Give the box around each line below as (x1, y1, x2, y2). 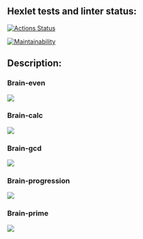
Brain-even (7, 78, 46, 88)
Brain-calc (7, 111, 44, 121)
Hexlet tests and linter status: (7, 6, 137, 17)
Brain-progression (7, 176, 70, 186)
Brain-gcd (7, 143, 42, 153)
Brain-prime (7, 209, 49, 218)
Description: (7, 57, 62, 69)
